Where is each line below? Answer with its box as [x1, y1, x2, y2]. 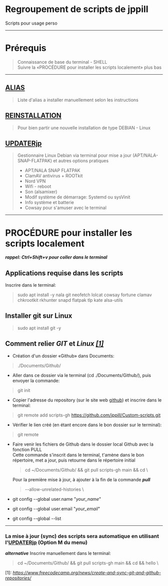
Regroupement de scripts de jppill [5, 4, 148, 15]
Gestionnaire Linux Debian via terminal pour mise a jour [17, 152, 131, 158]
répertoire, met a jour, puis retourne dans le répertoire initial [12, 457, 136, 463]
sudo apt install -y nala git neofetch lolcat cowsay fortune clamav [17, 292, 152, 298]
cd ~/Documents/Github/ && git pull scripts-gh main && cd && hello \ [17, 560, 159, 566]
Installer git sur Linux [5, 312, 72, 320]
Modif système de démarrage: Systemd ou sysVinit [24, 194, 130, 200]
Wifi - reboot [24, 183, 51, 189]
